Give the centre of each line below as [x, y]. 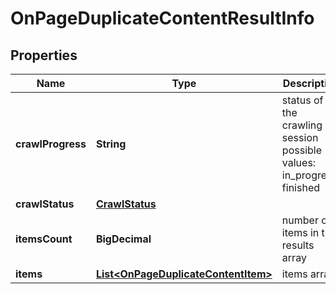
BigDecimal [123, 239]
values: [299, 162]
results [298, 245]
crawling [302, 125]
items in [300, 232]
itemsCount [44, 239]
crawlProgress [51, 144]
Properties [44, 55]
